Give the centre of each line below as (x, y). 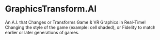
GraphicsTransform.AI (51, 9)
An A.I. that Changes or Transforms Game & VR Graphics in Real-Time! (75, 22)
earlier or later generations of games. (42, 32)
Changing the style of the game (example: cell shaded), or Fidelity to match (80, 27)
